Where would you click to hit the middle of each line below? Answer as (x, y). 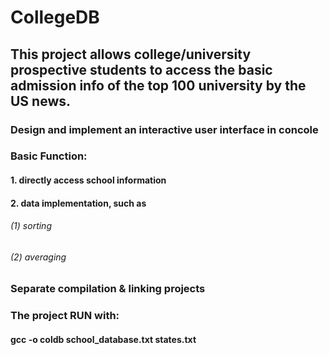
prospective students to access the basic (141, 69)
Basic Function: (49, 156)
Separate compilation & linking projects (108, 289)
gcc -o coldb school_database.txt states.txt (103, 339)
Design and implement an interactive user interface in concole (164, 129)
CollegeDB (55, 17)
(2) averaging (38, 257)
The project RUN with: (65, 316)
